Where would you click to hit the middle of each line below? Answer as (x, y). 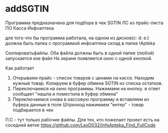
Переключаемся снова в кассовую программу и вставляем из (81, 99)
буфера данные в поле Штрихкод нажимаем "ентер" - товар (78, 104)
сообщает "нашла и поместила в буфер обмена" (65, 94)
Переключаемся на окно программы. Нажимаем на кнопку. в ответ (86, 88)
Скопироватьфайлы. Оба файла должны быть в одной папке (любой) (80, 53)
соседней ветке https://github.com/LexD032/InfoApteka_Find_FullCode (80, 125)
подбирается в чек (33, 110)
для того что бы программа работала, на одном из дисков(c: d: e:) (77, 38)
